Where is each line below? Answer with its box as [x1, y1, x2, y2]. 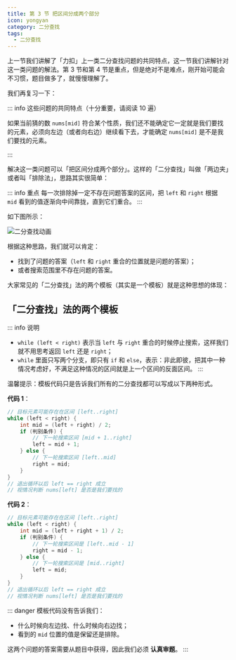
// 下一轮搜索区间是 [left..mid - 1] [32, 540, 135, 548]
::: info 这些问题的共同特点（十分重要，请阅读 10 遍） [7, 104, 160, 112]
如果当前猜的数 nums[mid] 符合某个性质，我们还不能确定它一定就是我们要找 [7, 119, 224, 127]
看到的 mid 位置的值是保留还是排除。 [17, 630, 124, 638]
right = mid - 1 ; [32, 547, 83, 554]
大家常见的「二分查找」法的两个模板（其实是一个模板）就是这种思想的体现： [7, 281, 229, 289]
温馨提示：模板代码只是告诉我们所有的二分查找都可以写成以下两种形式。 [7, 379, 216, 388]
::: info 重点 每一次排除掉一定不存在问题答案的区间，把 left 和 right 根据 [7, 189, 218, 197]
